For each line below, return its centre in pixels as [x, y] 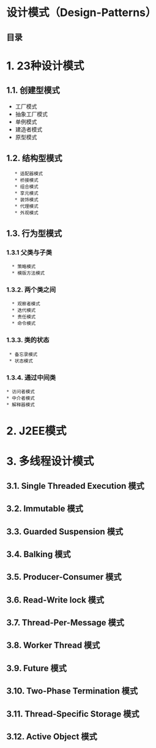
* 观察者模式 [26, 304]
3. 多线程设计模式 [50, 462]
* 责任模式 [24, 317]
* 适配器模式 [29, 174]
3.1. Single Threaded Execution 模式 [76, 486]
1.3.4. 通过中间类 [31, 377]
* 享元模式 [26, 193]
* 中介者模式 [20, 398]
